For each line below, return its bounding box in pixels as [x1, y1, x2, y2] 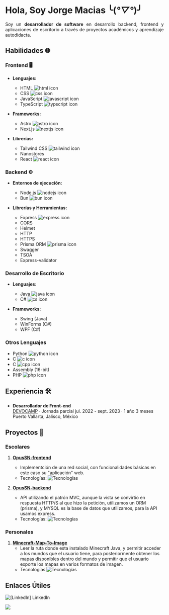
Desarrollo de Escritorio [5, 270, 64, 277]
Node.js [20, 190, 37, 196]
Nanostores [20, 150, 44, 156]
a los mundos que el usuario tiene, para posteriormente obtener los [20, 551, 160, 557]
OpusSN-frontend [12, 455, 51, 461]
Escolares [5, 443, 30, 450]
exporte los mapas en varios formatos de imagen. [20, 561, 123, 567]
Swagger [20, 246, 39, 252]
